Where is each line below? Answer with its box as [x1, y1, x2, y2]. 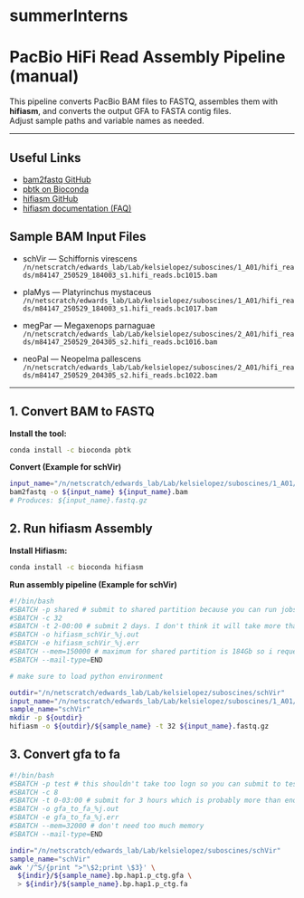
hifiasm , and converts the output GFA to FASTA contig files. [9, 106, 232, 117]
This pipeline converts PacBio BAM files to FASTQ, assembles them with [9, 96, 279, 107]
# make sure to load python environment [9, 672, 165, 681]
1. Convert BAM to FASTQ [9, 404, 156, 419]
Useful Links [9, 150, 81, 166]
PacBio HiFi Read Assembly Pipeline [9, 47, 286, 68]
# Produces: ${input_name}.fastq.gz [9, 496, 147, 505]
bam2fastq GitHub [22, 174, 92, 185]
